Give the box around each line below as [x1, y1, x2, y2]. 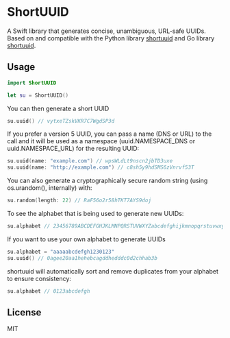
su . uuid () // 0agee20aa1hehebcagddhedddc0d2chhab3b [7, 254, 157, 261]
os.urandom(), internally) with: [7, 184, 92, 192]
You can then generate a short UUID [7, 104, 110, 112]
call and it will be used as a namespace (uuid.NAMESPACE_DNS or [7, 137, 196, 145]
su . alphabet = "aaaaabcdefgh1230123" [7, 248, 115, 255]
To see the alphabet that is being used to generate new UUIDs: [7, 210, 184, 217]
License [7, 306, 42, 318]
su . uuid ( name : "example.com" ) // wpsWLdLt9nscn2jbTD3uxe [7, 158, 173, 165]
